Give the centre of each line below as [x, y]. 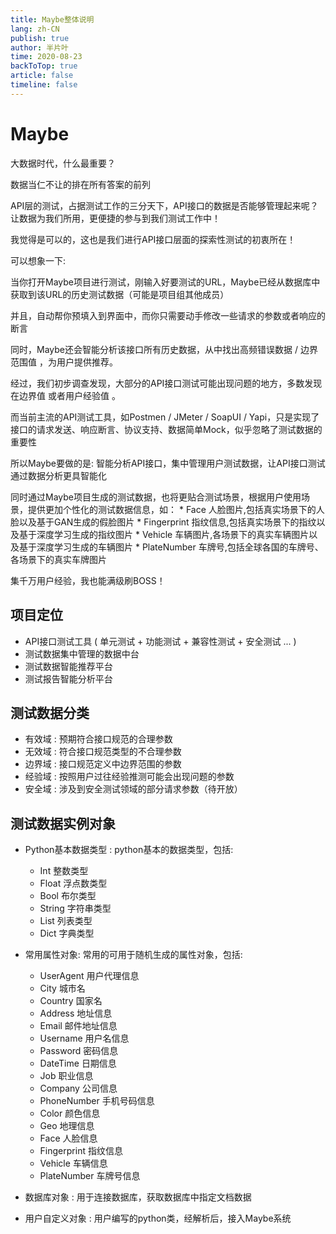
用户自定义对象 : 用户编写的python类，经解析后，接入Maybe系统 [158, 1218]
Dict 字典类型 [67, 933]
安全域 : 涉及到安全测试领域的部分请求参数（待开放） [133, 789]
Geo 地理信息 [67, 1126]
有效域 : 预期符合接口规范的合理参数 [98, 739]
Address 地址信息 [76, 1013]
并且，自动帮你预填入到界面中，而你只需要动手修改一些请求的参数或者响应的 [168, 315]
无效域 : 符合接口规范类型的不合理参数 [103, 752]
